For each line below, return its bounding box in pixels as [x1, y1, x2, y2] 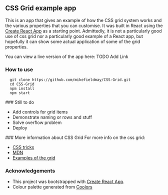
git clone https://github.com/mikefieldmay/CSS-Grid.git [9, 77, 131, 82]
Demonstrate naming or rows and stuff [12, 114, 92, 120]
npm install [9, 86, 35, 91]
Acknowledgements [5, 167, 55, 174]
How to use [5, 66, 33, 73]
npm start [9, 90, 30, 95]
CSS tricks [12, 144, 34, 150]
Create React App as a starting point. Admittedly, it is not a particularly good [5, 27, 162, 34]
